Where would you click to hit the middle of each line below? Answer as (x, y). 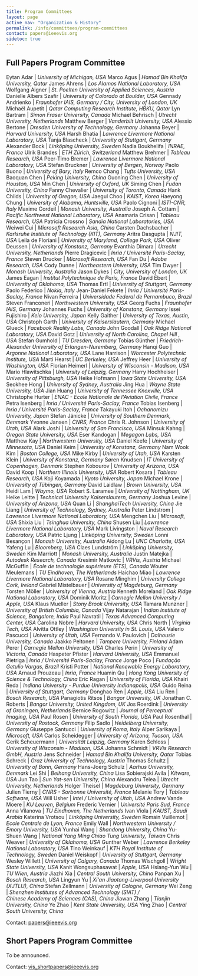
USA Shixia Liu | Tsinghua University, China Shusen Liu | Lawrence (88, 522)
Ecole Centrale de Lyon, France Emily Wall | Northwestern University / (91, 823)
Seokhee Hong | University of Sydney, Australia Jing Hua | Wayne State (93, 384)
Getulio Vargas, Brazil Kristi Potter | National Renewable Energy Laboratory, (98, 666)
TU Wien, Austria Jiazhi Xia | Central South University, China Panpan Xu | (95, 873)
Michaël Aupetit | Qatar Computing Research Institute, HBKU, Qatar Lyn (93, 108)
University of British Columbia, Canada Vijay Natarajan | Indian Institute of (96, 610)
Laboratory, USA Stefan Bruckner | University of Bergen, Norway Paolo (93, 165)
